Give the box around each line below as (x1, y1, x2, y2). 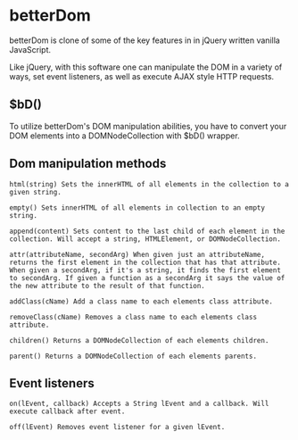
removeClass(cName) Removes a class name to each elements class (9, 312, 257, 321)
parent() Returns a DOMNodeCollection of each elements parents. (9, 352, 257, 361)
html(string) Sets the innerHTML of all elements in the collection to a (9, 179, 290, 188)
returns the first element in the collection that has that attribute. (9, 258, 281, 267)
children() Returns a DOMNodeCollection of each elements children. (9, 336, 269, 345)
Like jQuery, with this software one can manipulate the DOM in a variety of (9, 62, 283, 72)
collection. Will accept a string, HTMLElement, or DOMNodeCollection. (9, 234, 281, 244)
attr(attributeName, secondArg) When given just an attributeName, (9, 250, 266, 259)
